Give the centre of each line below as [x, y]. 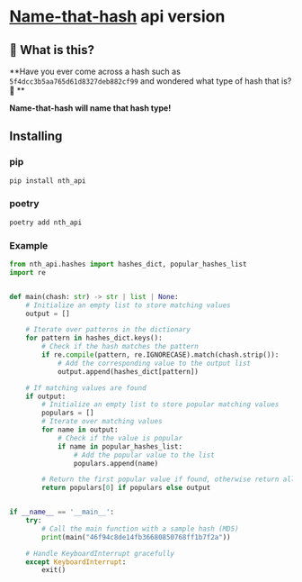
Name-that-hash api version [117, 17]
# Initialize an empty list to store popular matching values [160, 405]
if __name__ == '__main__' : [62, 512]
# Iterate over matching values [102, 422]
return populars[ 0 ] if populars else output [126, 488]
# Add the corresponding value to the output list [154, 363]
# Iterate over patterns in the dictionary [108, 330]
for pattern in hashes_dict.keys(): [94, 338]
